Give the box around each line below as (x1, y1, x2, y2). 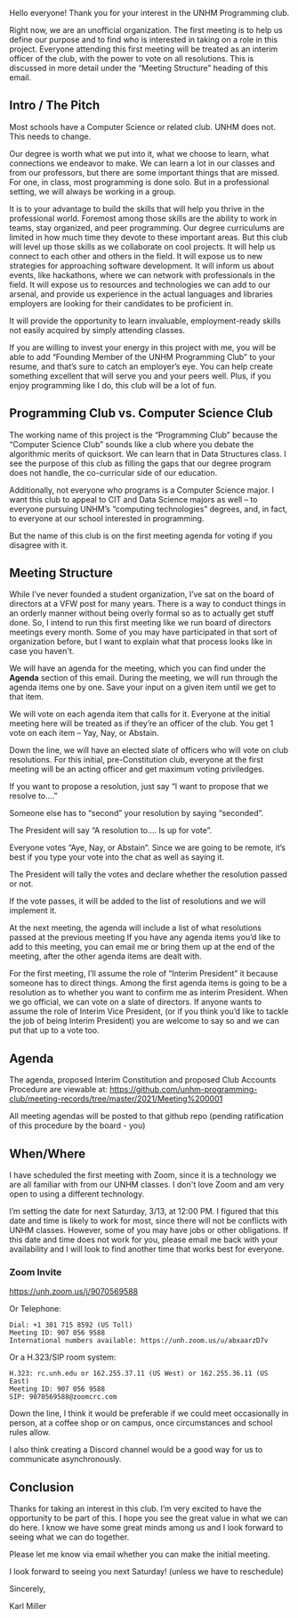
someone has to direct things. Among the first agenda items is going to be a (9, 977, 287, 988)
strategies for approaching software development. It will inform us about (9, 260, 274, 271)
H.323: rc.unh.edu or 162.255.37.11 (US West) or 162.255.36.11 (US (9, 1369, 269, 1378)
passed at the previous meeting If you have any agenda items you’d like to (9, 932, 281, 943)
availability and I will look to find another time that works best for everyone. (9, 1244, 285, 1254)
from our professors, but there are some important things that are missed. (9, 167, 280, 177)
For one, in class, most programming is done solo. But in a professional (9, 176, 270, 187)
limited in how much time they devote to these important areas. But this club (9, 232, 288, 242)
